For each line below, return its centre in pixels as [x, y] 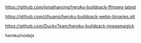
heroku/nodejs [20, 35]
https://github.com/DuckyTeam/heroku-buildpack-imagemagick [70, 26]
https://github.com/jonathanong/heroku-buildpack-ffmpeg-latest [70, 7]
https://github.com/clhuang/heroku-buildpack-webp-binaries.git [70, 16]
